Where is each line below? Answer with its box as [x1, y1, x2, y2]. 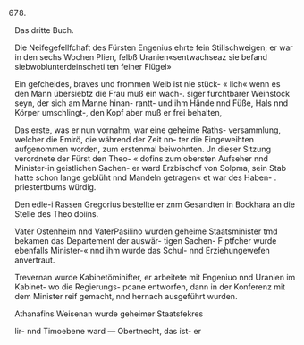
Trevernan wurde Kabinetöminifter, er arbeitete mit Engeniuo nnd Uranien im [14, 272, 296, 282]
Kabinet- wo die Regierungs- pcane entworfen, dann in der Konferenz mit [14, 281, 285, 292]
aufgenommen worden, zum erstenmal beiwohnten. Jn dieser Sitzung [14, 143, 272, 154]
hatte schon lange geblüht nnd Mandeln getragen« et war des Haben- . [14, 172, 277, 183]
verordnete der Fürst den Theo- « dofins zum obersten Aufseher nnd [14, 153, 269, 164]
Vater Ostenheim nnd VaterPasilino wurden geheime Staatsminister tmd [14, 226, 278, 237]
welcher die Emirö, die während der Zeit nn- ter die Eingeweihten [14, 134, 254, 144]
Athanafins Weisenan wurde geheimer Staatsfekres [14, 308, 204, 319]
